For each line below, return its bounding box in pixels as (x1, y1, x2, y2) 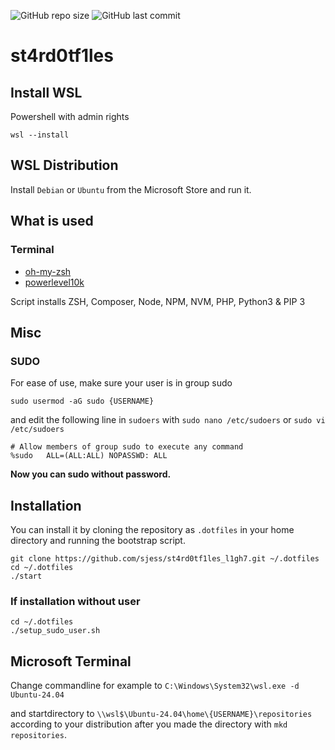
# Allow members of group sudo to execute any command (10, 442, 244, 452)
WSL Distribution (10, 157, 119, 174)
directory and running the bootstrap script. (10, 535, 186, 546)
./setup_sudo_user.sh (10, 626, 101, 636)
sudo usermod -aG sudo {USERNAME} (10, 396, 155, 407)
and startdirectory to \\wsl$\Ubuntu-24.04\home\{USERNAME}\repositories (10, 708, 313, 720)
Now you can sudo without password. (10, 468, 172, 480)
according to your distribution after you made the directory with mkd (10, 718, 288, 730)
